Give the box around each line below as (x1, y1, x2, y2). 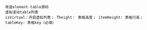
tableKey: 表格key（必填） (5, 20, 56, 25)
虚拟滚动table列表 (5, 10, 38, 15)
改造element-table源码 (5, 4, 49, 9)
